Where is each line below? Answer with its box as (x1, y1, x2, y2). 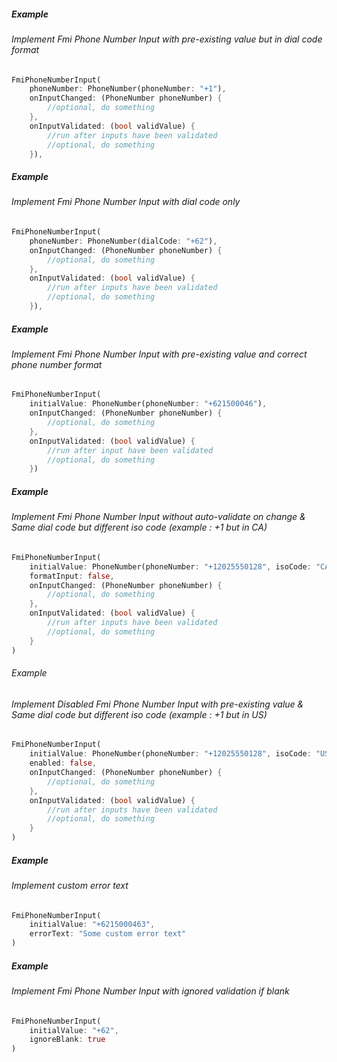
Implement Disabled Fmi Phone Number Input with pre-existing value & (11, 698, 304, 710)
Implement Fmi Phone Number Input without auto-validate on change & (11, 511, 306, 523)
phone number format (11, 358, 103, 370)
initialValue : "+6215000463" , (29, 920, 156, 930)
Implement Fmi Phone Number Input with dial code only (11, 196, 241, 208)
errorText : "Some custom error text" (29, 929, 187, 939)
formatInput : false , (29, 571, 115, 581)
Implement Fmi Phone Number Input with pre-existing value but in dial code (11, 33, 323, 45)
